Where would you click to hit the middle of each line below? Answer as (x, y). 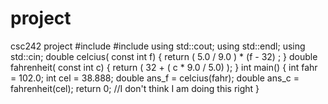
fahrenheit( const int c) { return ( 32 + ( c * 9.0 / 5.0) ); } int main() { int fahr (164, 67)
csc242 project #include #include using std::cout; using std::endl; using (158, 46)
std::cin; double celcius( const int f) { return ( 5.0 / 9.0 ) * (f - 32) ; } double (164, 56)
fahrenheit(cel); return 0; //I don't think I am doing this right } (135, 88)
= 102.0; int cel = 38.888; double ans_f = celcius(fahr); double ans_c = (155, 78)
